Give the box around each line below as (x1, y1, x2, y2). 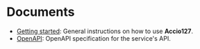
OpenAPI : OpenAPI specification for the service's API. (16, 34, 172, 42)
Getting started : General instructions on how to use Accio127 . (16, 27, 194, 35)
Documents (6, 4, 75, 20)
